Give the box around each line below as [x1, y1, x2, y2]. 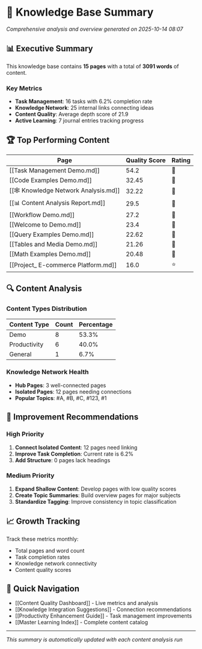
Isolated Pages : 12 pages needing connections [14, 388, 132, 395]
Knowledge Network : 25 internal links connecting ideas [14, 104, 155, 111]
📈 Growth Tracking [6, 516, 80, 527]
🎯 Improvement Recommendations [6, 412, 139, 422]
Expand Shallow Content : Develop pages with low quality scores [14, 485, 177, 492]
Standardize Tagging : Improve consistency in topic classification [14, 498, 177, 505]
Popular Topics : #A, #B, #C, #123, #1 [14, 394, 107, 401]
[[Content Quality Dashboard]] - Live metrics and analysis [14, 600, 158, 607]
